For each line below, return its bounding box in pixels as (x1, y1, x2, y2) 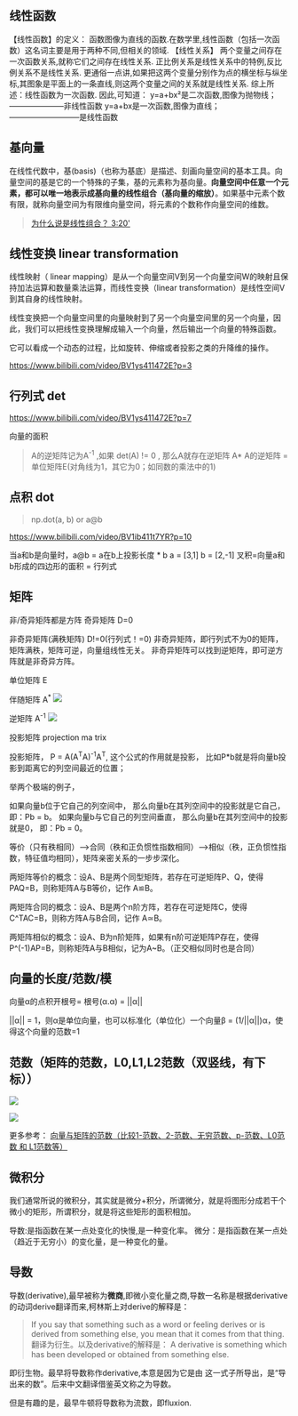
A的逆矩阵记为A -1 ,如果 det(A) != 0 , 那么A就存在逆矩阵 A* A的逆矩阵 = (30, 448, 288, 461)
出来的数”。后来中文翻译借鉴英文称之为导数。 (9, 1378, 176, 1389)
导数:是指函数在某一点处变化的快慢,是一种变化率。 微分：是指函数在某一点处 (9, 1225, 288, 1235)
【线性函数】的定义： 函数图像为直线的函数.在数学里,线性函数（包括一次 (9, 34, 273, 44)
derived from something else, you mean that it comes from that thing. (30, 1328, 286, 1339)
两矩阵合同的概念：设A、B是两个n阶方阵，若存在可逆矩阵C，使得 (9, 901, 248, 912)
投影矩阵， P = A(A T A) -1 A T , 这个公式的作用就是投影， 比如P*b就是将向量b (9, 750, 279, 762)
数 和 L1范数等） (9, 1141, 68, 1152)
